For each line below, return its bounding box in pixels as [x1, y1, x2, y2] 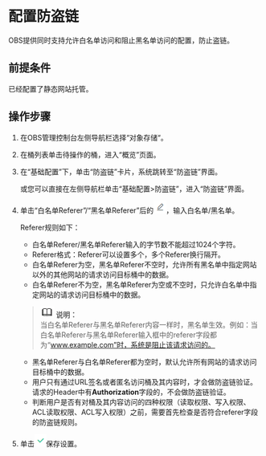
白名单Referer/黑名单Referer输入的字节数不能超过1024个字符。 [31, 239, 240, 249]
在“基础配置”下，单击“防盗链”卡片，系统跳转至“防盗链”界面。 [19, 166, 223, 177]
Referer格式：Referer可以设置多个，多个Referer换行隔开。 [31, 250, 225, 259]
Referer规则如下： [19, 222, 80, 232]
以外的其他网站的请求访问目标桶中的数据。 [31, 270, 174, 279]
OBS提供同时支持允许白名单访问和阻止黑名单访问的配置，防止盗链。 [8, 35, 235, 45]
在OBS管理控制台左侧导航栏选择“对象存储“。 [19, 132, 168, 142]
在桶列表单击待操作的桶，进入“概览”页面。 [19, 149, 161, 159]
